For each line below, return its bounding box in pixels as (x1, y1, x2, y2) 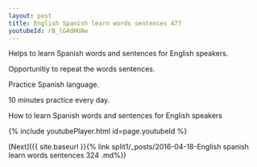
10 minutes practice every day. (8, 96, 110, 105)
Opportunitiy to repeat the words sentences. (8, 64, 155, 74)
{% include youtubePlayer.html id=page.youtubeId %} (8, 126, 188, 136)
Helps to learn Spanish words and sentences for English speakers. (8, 49, 229, 59)
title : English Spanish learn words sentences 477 (8, 19, 182, 27)
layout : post (8, 11, 52, 20)
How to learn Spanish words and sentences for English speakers (8, 111, 223, 120)
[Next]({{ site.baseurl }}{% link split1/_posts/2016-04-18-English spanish (8, 142, 250, 152)
